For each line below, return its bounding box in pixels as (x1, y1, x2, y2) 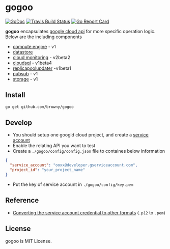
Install (5, 91, 25, 99)
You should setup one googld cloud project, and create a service (12, 132, 149, 138)
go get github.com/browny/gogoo (5, 104, 74, 109)
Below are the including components (5, 34, 82, 40)
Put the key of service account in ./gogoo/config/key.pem (12, 181, 133, 187)
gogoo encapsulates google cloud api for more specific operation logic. (5, 28, 156, 34)
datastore (12, 49, 33, 55)
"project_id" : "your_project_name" (10, 168, 86, 173)
